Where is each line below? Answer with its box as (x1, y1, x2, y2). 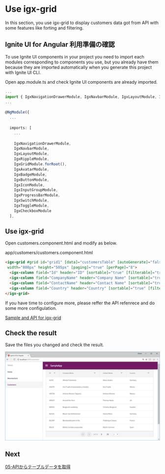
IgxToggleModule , (14, 203, 50, 208)
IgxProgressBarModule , (14, 193, 60, 198)
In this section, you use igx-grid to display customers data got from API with (5, 20, 159, 26)
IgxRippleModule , (14, 156, 50, 162)
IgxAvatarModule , (14, 167, 50, 172)
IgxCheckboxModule (14, 208, 52, 213)
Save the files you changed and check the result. (5, 342, 104, 348)
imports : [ (9, 125, 32, 130)
